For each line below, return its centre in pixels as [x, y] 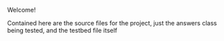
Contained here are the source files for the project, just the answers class [112, 23]
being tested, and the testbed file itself [62, 30]
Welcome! [21, 10]
